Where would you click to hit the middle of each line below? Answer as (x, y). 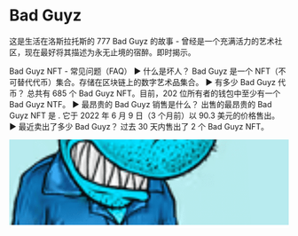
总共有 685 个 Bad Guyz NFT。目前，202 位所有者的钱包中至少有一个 (153, 93)
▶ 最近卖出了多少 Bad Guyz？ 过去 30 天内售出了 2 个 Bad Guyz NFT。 (139, 126)
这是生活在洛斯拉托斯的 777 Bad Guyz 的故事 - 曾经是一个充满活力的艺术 (142, 41)
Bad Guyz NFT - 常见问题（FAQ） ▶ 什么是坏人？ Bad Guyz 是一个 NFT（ (144, 71)
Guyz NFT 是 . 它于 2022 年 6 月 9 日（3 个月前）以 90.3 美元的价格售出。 (145, 115)
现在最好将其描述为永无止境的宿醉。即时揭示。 (110, 52)
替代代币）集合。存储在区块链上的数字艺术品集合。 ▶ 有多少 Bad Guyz (146, 82)
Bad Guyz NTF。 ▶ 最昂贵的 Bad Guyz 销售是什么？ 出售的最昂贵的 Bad (141, 104)
